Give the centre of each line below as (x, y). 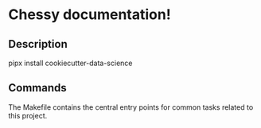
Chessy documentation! (90, 15)
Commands (38, 88)
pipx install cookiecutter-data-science (70, 63)
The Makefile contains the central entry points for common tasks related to (131, 107)
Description (38, 44)
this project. (28, 115)
